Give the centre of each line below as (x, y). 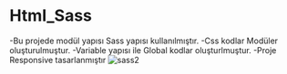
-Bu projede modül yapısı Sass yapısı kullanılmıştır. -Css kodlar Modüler (144, 41)
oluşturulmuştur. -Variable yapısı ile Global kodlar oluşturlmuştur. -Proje (143, 50)
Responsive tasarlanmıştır (58, 60)
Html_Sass (51, 16)
